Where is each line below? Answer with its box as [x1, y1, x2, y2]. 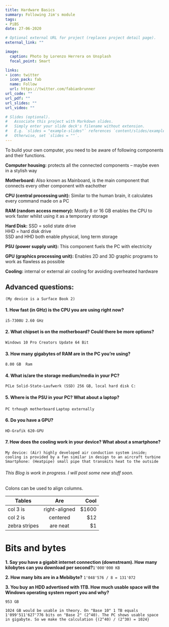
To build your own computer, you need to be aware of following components [5, 147, 163, 153]
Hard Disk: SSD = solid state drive [5, 223, 76, 229]
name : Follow [10, 82, 37, 87]
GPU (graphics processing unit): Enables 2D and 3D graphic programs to [5, 253, 158, 259]
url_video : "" [5, 105, 35, 110]
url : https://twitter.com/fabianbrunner [10, 86, 96, 91]
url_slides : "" [5, 101, 37, 106]
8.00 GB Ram [5, 362, 33, 367]
